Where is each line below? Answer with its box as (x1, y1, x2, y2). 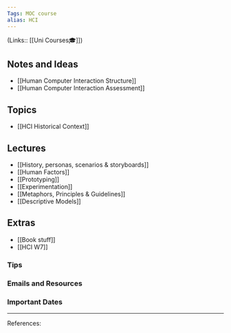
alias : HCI (7, 17, 38, 23)
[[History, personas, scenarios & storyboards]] (16, 160, 149, 169)
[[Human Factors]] (16, 168, 70, 176)
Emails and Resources (7, 279, 82, 288)
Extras (7, 217, 36, 229)
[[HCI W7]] (16, 243, 48, 251)
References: (7, 319, 41, 327)
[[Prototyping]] (16, 175, 60, 183)
